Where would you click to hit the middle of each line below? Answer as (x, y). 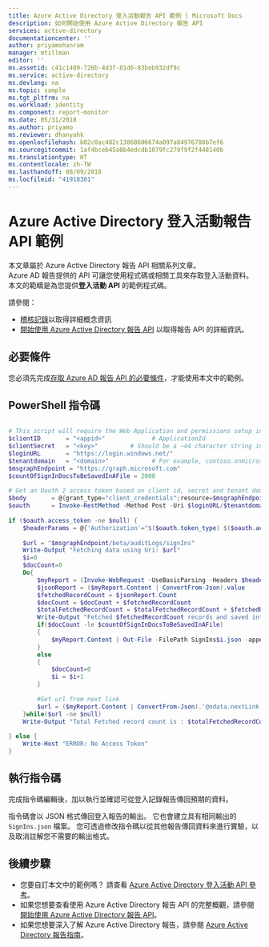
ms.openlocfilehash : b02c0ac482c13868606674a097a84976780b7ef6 (116, 142)
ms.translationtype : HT (48, 157)
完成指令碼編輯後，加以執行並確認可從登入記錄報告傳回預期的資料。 (120, 799)
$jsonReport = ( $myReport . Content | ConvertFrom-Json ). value (141, 588)
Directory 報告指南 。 (54, 934)
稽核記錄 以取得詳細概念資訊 (66, 319)
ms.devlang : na (34, 82)
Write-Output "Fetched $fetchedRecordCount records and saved (143, 617)
